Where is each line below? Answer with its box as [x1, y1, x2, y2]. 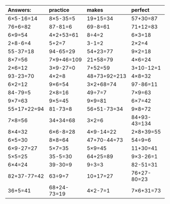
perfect [131, 7, 150, 13]
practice [49, 7, 70, 13]
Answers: [8, 7, 31, 13]
